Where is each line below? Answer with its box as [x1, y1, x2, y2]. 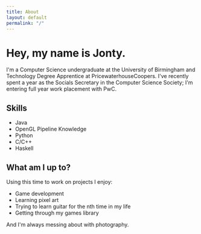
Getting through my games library [14, 209, 100, 216]
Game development [14, 190, 65, 197]
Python [14, 132, 33, 139]
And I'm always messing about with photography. [6, 221, 129, 228]
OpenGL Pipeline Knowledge [14, 125, 87, 133]
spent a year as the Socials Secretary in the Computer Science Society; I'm [6, 79, 193, 86]
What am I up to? [6, 162, 71, 172]
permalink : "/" [6, 20, 45, 26]
